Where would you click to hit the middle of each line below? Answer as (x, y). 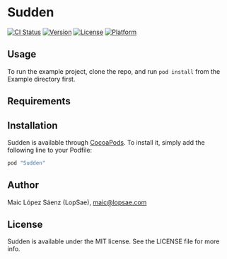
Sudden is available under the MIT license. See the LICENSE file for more (113, 241)
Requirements (39, 101)
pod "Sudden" (27, 163)
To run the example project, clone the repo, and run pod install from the (114, 71)
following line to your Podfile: (50, 150)
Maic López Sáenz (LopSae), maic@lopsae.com (77, 202)
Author (23, 185)
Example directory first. (41, 79)
